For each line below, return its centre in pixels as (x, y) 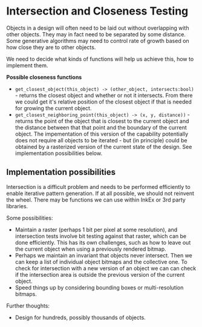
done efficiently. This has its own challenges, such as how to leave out (103, 242)
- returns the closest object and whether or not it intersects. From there (104, 95)
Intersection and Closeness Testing (97, 11)
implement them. (27, 65)
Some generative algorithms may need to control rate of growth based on (98, 41)
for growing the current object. (53, 108)
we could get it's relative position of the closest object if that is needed (103, 102)
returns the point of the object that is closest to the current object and (102, 121)
